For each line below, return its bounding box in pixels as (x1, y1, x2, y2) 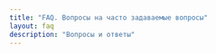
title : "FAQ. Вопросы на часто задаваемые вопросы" (9, 13, 208, 22)
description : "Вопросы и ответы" (9, 30, 136, 39)
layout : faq (9, 22, 54, 31)
